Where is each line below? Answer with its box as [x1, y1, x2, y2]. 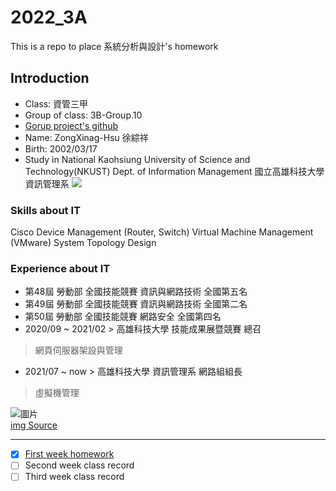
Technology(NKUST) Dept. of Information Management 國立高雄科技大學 [24, 165, 325, 177]
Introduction [10, 70, 90, 87]
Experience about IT [10, 261, 111, 275]
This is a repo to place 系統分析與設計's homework [10, 40, 219, 52]
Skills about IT [10, 203, 81, 217]
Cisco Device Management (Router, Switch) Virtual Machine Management [10, 226, 314, 238]
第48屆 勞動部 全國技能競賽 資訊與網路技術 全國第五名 [24, 286, 248, 298]
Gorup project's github [24, 119, 119, 131]
